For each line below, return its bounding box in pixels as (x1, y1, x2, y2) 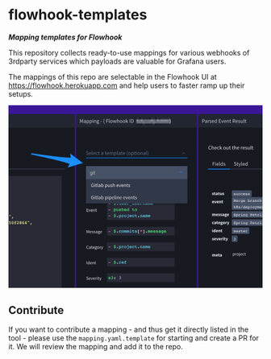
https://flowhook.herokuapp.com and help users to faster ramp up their (8, 80, 245, 90)
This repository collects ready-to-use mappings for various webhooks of (8, 47, 250, 57)
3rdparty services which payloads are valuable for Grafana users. (8, 56, 227, 66)
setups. (8, 89, 34, 98)
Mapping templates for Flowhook (8, 32, 123, 42)
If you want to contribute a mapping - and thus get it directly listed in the (8, 324, 249, 335)
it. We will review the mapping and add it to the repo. (8, 342, 184, 352)
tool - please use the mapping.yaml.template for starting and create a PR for (8, 333, 260, 343)
